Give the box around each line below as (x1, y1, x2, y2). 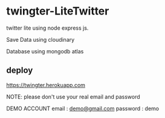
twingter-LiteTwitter (6, 4, 109, 18)
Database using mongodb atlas (6, 47, 84, 55)
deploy (6, 65, 33, 76)
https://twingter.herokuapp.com (6, 81, 86, 88)
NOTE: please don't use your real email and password (6, 93, 140, 100)
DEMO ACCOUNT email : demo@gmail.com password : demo (6, 105, 159, 112)
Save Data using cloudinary (6, 36, 75, 43)
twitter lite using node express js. (6, 24, 89, 31)
